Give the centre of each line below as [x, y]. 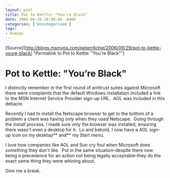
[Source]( [15, 48]
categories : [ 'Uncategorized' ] [38, 24]
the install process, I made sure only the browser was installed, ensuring [81, 124]
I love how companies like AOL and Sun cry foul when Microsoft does [78, 145]
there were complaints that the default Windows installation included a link [83, 93]
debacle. [14, 104]
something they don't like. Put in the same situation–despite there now [79, 150]
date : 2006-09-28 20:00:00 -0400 [41, 19]
